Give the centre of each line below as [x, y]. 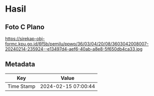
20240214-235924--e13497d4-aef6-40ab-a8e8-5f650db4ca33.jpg [74, 49]
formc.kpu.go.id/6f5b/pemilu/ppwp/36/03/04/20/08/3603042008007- [77, 44]
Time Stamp [22, 86]
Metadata [20, 64]
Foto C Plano [25, 27]
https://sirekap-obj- [25, 38]
